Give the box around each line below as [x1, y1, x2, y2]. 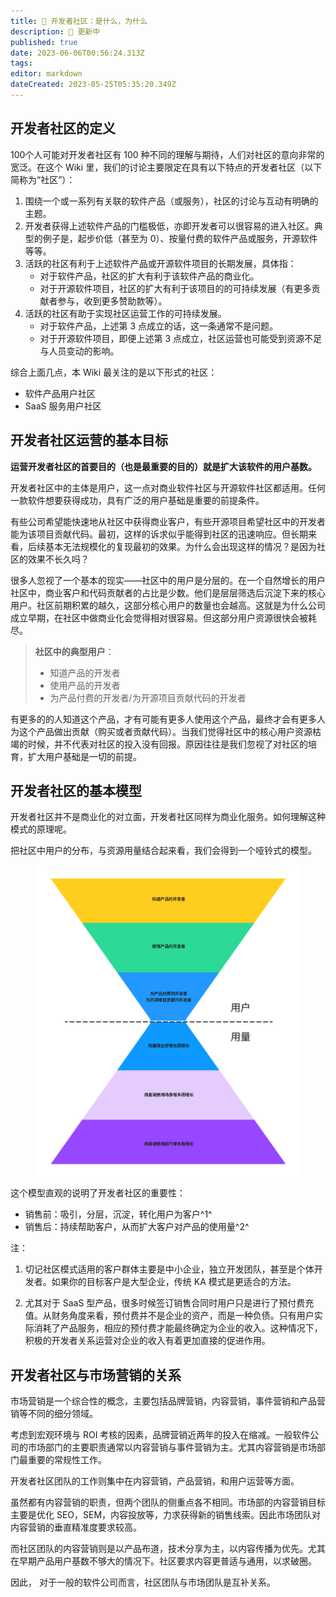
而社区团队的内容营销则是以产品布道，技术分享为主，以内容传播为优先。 [10, 1543, 308, 1555]
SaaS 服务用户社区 [24, 400, 102, 412]
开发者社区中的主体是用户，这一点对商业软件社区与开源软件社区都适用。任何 [10, 481, 326, 494]
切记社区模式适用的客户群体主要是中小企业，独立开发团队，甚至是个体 [24, 1263, 315, 1275]
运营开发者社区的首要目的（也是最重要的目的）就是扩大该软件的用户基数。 [10, 460, 317, 472]
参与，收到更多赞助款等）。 [57, 295, 168, 307]
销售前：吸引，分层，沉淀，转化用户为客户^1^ [24, 1208, 213, 1220]
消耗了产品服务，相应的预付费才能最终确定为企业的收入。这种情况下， [33, 1322, 323, 1334]
